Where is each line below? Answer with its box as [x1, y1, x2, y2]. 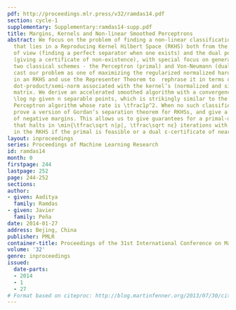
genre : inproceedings [7, 253, 71, 260]
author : [7, 187, 30, 194]
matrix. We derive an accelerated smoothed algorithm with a [13, 89, 197, 96]
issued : [7, 259, 30, 266]
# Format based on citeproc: [7, 292, 93, 299]
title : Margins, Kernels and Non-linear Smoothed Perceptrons [7, 30, 193, 37]
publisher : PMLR [7, 233, 55, 240]
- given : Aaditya [7, 194, 58, 201]
